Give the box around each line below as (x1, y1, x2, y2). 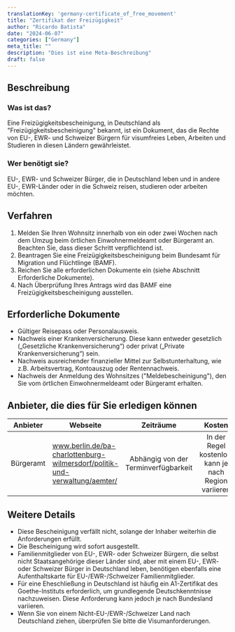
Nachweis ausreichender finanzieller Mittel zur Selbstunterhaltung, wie (17, 357, 222, 365)
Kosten (204, 420, 229, 430)
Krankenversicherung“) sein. (17, 349, 100, 358)
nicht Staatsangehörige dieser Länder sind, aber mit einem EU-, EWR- (17, 557, 220, 565)
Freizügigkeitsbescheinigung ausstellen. (17, 288, 134, 297)
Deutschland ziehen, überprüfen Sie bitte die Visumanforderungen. (17, 617, 211, 625)
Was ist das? (7, 103, 52, 113)
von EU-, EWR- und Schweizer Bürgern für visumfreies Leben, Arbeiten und (7, 134, 226, 142)
